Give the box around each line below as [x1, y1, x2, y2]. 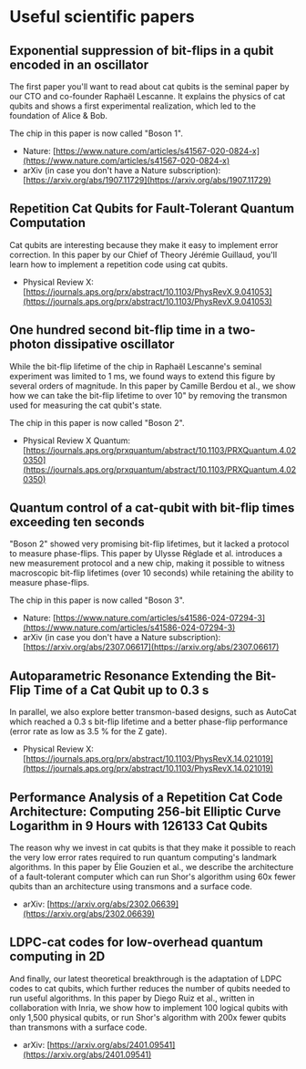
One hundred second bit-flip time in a [9, 322, 226, 338]
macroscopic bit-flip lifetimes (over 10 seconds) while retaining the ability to [9, 567, 294, 578]
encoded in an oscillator [9, 57, 148, 72]
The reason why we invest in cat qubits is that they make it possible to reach [9, 842, 296, 854]
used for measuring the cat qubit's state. [9, 400, 162, 410]
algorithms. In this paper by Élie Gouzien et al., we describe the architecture [9, 862, 294, 873]
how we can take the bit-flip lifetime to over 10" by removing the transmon [9, 389, 288, 400]
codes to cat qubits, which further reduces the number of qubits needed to [9, 982, 291, 993]
